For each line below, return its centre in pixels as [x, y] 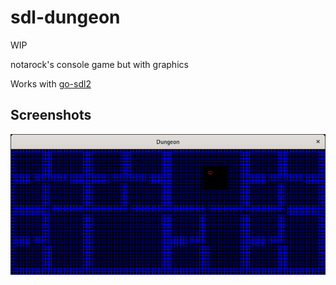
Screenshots [51, 115]
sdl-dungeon [65, 17]
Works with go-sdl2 [51, 83]
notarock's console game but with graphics [99, 64]
